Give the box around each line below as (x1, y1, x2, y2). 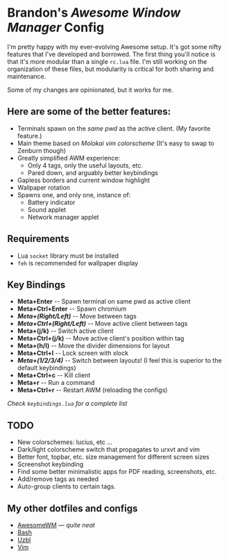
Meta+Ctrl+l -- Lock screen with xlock (17, 349, 128, 357)
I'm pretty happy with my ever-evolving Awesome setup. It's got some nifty (7, 42, 222, 51)
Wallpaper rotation (17, 183, 71, 192)
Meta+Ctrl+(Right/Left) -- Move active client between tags (17, 320, 188, 328)
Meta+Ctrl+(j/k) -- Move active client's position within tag (17, 334, 185, 343)
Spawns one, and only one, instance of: (17, 190, 131, 199)
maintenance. (7, 72, 46, 81)
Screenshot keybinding (17, 460, 84, 468)
